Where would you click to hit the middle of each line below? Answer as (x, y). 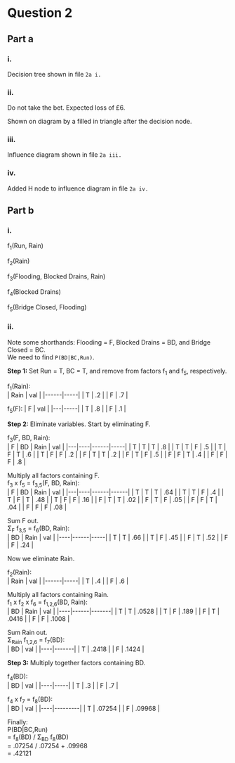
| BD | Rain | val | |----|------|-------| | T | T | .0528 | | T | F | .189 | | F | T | (113, 611)
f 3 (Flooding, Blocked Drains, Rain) (56, 277)
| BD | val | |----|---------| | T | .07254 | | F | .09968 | (83, 708)
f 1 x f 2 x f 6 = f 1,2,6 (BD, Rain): (47, 603)
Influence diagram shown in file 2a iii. (65, 155)
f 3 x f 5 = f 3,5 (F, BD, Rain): (43, 483)
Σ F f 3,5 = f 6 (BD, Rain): (39, 529)
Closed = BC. (26, 350)
